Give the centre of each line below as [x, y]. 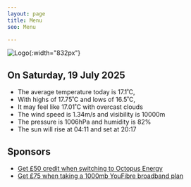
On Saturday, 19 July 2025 [66, 75]
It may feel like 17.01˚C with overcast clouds [80, 107]
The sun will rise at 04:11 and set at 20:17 [77, 129]
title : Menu [25, 20]
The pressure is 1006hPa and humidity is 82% [84, 122]
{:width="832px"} [55, 53]
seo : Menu [22, 27]
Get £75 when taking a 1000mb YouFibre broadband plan [100, 176]
